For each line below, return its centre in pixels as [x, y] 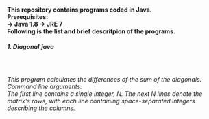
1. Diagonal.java [31, 47]
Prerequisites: [28, 16]
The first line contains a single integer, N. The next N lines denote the [105, 94]
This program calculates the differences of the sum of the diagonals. [104, 80]
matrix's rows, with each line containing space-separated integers [101, 101]
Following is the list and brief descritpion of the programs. [91, 31]
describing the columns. [41, 108]
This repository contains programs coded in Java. [79, 10]
